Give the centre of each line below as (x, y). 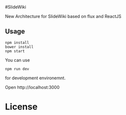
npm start (15, 51)
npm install (17, 43)
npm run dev (17, 69)
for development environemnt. (35, 78)
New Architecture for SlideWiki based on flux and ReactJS (63, 16)
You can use (18, 60)
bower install (19, 47)
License (21, 107)
